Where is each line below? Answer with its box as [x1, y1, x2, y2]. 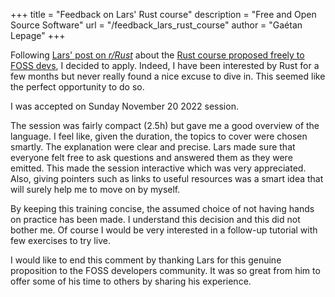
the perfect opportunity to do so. [10, 81, 145, 93]
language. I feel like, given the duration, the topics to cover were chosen [10, 130, 308, 142]
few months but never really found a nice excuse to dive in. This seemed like [10, 70, 326, 82]
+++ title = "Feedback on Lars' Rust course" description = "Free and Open [10, 9, 317, 20]
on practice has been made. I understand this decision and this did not [10, 214, 301, 225]
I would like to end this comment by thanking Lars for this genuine [10, 254, 282, 266]
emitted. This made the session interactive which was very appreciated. [10, 162, 307, 174]
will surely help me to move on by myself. [10, 184, 181, 195]
